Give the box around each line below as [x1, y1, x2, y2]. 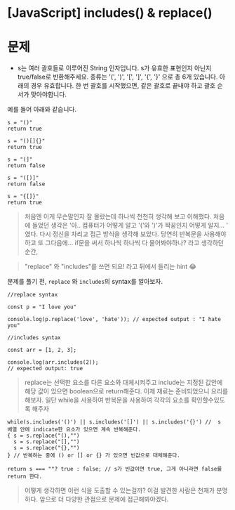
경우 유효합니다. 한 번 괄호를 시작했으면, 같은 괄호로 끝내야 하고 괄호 [30, 81, 216, 90]
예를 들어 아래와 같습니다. [7, 105, 77, 114]
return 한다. [7, 473, 43, 480]
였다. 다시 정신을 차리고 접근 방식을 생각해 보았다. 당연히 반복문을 [24, 230, 202, 238]
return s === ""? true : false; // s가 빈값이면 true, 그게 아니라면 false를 [7, 466, 222, 473]
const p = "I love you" [7, 303, 77, 310]
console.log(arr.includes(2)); [7, 359, 99, 366]
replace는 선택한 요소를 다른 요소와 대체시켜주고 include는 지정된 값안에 [24, 378, 223, 387]
